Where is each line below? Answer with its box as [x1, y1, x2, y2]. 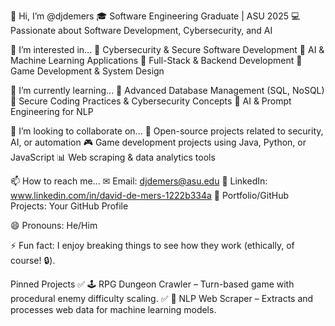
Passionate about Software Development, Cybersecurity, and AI [10, 25, 273, 36]
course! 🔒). [10, 255, 56, 266]
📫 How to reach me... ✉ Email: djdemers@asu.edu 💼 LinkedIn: [10, 175, 268, 187]
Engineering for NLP [10, 106, 94, 117]
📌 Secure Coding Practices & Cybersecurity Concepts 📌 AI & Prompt [10, 95, 292, 107]
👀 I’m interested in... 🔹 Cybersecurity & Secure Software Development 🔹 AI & [10, 44, 325, 55]
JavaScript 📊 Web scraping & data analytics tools [10, 151, 216, 163]
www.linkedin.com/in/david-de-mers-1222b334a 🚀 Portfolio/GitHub [10, 190, 290, 201]
